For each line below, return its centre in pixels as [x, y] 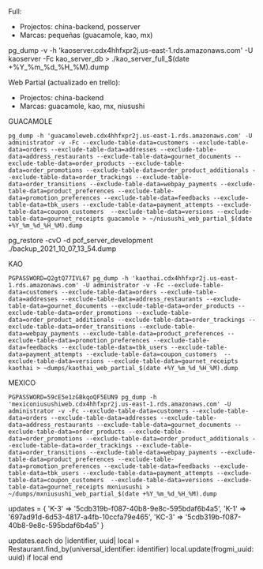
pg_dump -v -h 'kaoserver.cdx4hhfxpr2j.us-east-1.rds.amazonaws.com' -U [131, 50]
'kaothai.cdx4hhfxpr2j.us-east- [185, 279]
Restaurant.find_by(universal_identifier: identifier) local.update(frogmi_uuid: [131, 549]
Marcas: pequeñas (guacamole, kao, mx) [86, 35]
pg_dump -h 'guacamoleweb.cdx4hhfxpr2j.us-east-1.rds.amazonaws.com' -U [130, 136]
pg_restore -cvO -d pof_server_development [81, 240]
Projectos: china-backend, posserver [80, 26]
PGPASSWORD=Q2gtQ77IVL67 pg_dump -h [68, 279]
